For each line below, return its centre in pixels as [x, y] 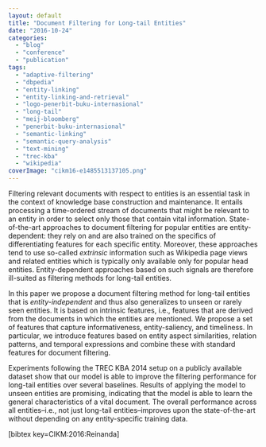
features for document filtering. [60, 352]
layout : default [35, 16]
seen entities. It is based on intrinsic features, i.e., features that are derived [131, 310]
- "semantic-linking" [51, 134]
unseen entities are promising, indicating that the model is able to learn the [130, 393]
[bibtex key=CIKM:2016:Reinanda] [64, 434]
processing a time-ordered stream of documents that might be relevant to [129, 210]
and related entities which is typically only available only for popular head [128, 261]
